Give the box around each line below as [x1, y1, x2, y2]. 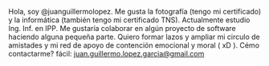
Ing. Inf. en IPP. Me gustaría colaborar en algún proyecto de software [8, 24, 236, 33]
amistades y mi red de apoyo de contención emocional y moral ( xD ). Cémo [8, 41, 259, 50]
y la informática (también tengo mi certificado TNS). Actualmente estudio [8, 15, 251, 25]
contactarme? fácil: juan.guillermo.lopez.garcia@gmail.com [8, 49, 205, 58]
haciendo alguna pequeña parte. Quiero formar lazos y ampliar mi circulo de [8, 32, 261, 41]
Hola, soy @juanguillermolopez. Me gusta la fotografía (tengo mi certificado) [8, 7, 262, 16]
